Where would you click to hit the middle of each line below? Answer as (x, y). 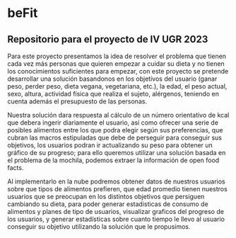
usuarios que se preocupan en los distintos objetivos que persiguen (106, 197)
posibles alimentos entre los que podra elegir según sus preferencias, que (115, 130)
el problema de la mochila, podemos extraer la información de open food (113, 160)
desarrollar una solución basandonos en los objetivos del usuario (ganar (112, 79)
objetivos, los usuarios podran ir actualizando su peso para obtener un (110, 145)
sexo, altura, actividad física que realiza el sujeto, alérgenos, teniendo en (113, 94)
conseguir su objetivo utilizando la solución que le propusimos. (99, 227)
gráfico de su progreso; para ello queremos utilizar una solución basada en (117, 153)
